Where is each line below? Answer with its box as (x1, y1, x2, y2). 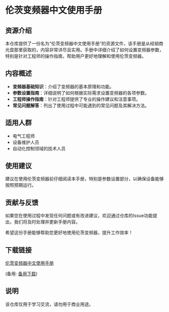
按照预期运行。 (5, 182, 36, 188)
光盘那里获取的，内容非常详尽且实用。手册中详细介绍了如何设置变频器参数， (5, 47, 164, 53)
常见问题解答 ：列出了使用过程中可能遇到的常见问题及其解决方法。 (12, 102, 149, 108)
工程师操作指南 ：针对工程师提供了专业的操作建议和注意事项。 (12, 96, 141, 102)
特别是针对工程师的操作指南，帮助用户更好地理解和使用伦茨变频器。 (5, 53, 146, 59)
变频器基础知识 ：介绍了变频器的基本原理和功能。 (12, 84, 114, 90)
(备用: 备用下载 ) (5, 271, 38, 277)
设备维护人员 (12, 139, 39, 145)
